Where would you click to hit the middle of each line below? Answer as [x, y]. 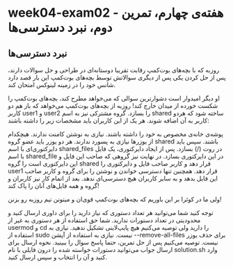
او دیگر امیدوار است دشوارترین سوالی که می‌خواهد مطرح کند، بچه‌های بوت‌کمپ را [114, 98]
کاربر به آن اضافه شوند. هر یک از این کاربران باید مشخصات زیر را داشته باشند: [109, 120]
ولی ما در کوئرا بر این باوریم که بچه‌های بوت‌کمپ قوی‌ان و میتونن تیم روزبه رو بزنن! [115, 199]
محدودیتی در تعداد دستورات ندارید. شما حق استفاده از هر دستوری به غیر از [104, 220]
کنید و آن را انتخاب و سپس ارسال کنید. [57, 257]
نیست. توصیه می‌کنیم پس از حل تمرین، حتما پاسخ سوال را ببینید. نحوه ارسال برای [113, 242]
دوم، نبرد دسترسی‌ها [60, 27]
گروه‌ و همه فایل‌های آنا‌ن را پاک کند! [54, 186]
